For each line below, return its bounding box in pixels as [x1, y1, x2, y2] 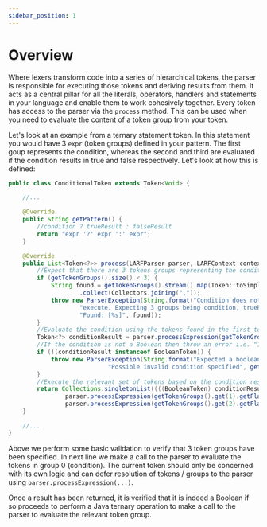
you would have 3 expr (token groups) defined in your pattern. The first [8, 139, 241, 148]
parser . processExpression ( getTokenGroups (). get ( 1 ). [64, 392, 240, 400]
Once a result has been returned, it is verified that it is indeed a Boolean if [8, 493, 250, 502]
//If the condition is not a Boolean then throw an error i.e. [37, 341, 250, 349]
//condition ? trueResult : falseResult [37, 223, 172, 231]
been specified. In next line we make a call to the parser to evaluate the [8, 451, 242, 462]
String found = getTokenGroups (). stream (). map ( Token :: [50, 282, 237, 290]
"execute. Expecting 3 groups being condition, [79, 303, 240, 311]
